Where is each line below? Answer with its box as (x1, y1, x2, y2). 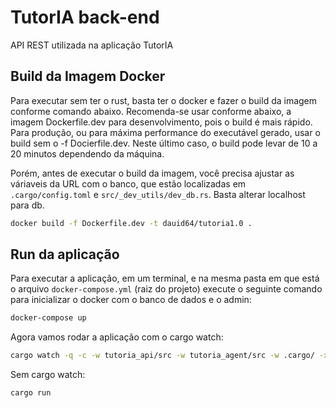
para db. (10, 199, 45, 211)
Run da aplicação (10, 246, 120, 263)
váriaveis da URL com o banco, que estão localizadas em (10, 177, 247, 190)
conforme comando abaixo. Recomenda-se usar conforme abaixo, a (10, 105, 292, 117)
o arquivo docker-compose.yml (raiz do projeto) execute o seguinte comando (10, 283, 323, 295)
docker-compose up (10, 313, 87, 323)
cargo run (10, 388, 52, 398)
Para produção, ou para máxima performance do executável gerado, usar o (10, 126, 321, 138)
